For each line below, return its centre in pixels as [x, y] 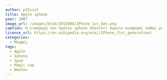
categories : [17, 38]
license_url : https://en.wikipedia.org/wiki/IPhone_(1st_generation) [79, 33]
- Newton [19, 70]
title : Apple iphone [27, 14]
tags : [11, 47]
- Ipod [16, 61]
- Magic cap [22, 65]
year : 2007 [16, 19]
